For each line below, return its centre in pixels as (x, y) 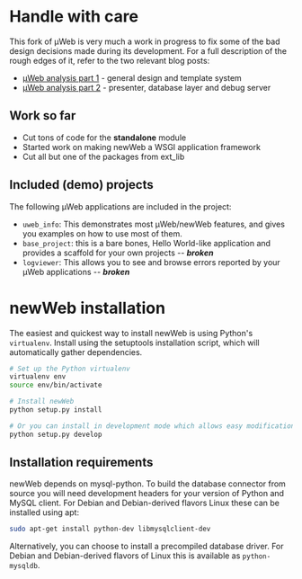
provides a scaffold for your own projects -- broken (118, 253)
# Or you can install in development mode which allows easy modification (152, 426)
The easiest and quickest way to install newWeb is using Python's (131, 333)
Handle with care (74, 17)
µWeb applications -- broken (76, 272)
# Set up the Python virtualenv (70, 369)
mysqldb (24, 566)
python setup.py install (56, 410)
